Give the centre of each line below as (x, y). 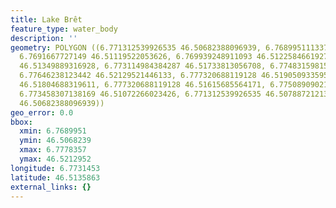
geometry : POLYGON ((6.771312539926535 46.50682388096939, (136, 47)
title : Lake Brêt (46, 19)
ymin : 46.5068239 (55, 141)
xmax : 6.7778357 (53, 150)
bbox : (21, 122)
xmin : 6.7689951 (53, 131)
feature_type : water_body (64, 29)
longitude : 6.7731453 (55, 168)
